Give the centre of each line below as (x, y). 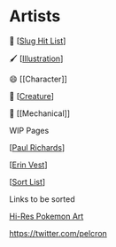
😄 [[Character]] (39, 79)
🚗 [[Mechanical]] (40, 113)
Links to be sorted (42, 199)
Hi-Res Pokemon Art (46, 216)
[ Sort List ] (27, 181)
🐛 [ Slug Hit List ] (38, 41)
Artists (35, 16)
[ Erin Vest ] (28, 165)
